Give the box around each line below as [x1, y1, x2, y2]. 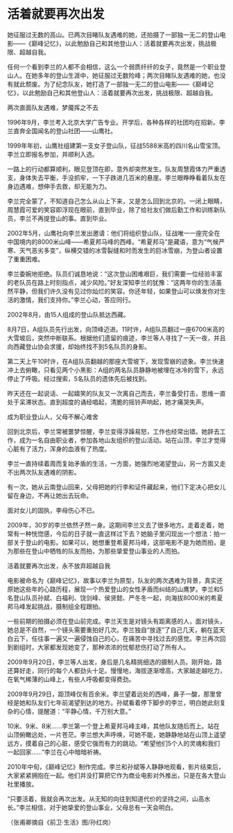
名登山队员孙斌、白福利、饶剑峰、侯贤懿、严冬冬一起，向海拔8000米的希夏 [7, 593, 223, 602]
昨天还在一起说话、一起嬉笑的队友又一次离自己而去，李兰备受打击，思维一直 [7, 389, 226, 397]
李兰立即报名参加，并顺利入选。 [7, 150, 98, 158]
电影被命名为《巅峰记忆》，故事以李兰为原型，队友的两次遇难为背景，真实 [7, 576, 217, 584]
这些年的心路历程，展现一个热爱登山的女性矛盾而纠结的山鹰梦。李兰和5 [19, 585, 224, 593]
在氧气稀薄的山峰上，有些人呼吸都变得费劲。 [7, 675, 135, 683]
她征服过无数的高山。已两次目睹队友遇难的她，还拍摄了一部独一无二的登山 [7, 30, 220, 39]
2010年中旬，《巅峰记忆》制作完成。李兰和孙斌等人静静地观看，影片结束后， [7, 762, 225, 771]
